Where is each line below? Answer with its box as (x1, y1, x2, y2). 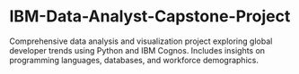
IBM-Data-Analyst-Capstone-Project (9, 6, 291, 27)
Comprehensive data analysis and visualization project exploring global (9, 36, 273, 46)
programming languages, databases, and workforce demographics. (9, 54, 259, 65)
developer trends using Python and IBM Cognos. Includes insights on (9, 45, 266, 55)
